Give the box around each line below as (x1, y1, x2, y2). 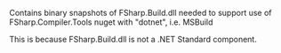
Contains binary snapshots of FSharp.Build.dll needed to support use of (9, 8, 272, 18)
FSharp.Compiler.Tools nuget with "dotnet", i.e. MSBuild (9, 17, 213, 27)
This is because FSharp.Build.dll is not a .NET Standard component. (9, 34, 258, 44)
